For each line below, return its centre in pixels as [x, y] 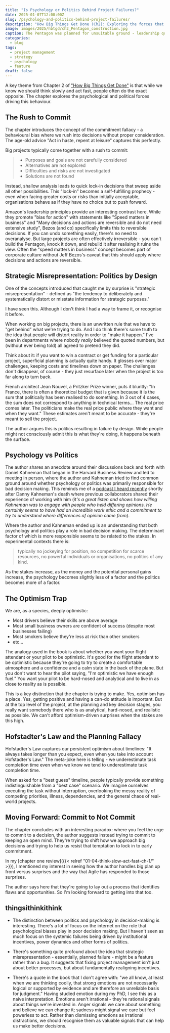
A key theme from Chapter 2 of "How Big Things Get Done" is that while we [84, 85]
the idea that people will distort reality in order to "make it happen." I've [79, 335]
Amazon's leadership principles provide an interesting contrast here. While [83, 212]
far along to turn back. [29, 377]
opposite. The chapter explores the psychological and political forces [77, 96]
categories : [18, 38]
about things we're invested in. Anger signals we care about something [87, 1004]
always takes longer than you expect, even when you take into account [79, 754]
